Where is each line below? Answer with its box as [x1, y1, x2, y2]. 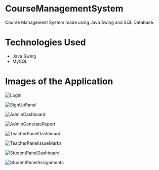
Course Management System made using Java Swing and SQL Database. [5, 19, 155, 25]
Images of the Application [5, 76, 114, 87]
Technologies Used [5, 37, 86, 48]
